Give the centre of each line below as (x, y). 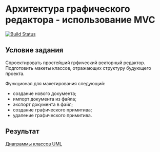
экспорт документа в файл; (43, 104)
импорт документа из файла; (45, 99)
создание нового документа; (45, 93)
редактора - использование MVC (80, 20)
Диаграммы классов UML (34, 144)
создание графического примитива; (52, 110)
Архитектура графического (68, 9)
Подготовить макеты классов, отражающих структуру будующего (78, 68)
